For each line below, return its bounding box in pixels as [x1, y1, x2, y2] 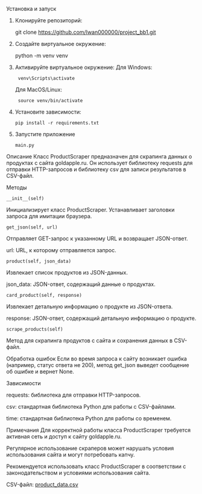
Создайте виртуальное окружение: [14, 41, 107, 47]
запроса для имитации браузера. [6, 213, 92, 219]
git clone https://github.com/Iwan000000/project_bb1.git [14, 28, 156, 36]
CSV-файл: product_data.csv [6, 481, 78, 488]
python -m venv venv [14, 52, 68, 59]
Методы [6, 184, 27, 191]
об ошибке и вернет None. [6, 368, 74, 375]
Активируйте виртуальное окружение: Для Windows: [14, 63, 153, 71]
